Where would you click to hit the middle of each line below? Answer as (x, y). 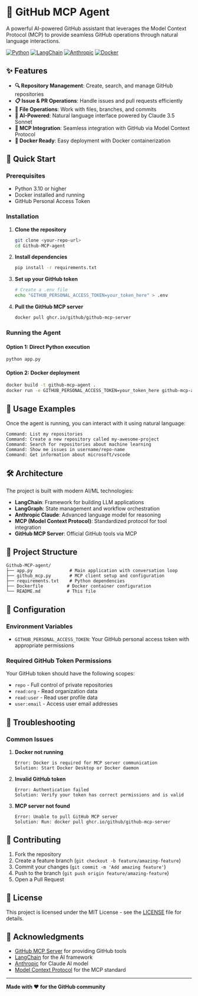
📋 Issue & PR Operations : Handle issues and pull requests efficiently (98, 100)
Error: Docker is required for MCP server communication (86, 763)
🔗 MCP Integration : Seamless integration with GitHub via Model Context (102, 128)
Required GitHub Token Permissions (59, 661)
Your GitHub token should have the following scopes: (70, 674)
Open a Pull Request (39, 879)
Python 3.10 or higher (40, 189)
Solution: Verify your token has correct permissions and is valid (99, 795)
